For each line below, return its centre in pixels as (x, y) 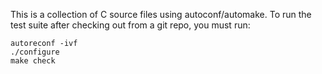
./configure (35, 52)
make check (33, 61)
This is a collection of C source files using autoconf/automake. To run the (161, 14)
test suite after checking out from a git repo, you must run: (130, 25)
